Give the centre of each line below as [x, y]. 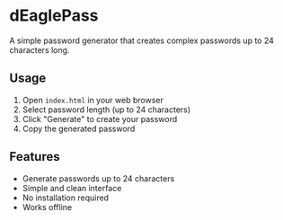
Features [35, 157]
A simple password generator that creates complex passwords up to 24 [141, 40]
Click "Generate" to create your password [100, 119]
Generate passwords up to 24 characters [98, 178]
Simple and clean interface [72, 188]
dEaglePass [54, 16]
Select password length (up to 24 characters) [106, 110]
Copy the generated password [79, 128]
